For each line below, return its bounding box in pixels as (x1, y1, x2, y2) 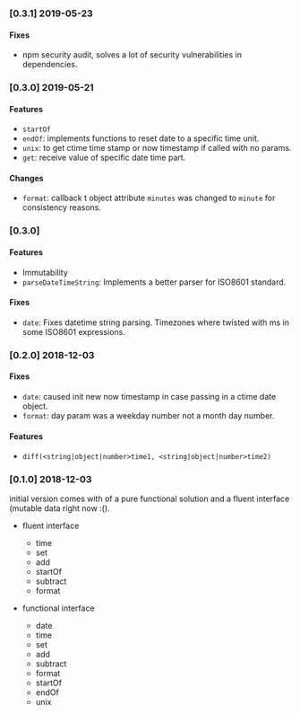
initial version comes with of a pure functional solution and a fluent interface (9, 493, 290, 505)
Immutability (21, 267, 69, 278)
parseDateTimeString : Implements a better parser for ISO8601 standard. (21, 277, 287, 287)
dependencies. (21, 59, 78, 70)
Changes (9, 172, 44, 183)
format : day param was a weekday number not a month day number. (21, 410, 275, 420)
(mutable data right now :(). (9, 503, 110, 514)
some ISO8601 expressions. (21, 326, 125, 337)
